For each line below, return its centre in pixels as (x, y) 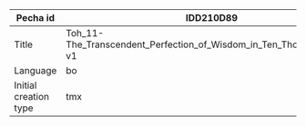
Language (36, 70)
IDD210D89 (212, 18)
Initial (25, 85)
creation (32, 97)
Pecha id (36, 18)
